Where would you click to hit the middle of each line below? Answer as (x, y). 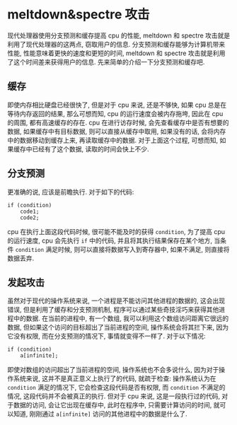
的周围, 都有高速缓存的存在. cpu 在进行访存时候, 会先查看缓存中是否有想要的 (118, 122)
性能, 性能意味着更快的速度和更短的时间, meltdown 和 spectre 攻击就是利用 (116, 53)
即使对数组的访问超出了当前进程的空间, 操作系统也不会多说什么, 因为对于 (113, 370)
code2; (30, 217)
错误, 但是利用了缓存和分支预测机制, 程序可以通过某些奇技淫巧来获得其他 (113, 310)
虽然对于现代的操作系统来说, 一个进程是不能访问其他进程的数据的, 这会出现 (116, 301)
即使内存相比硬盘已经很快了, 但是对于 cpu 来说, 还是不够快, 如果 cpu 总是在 (117, 105)
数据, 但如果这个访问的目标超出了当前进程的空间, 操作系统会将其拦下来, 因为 (118, 327)
